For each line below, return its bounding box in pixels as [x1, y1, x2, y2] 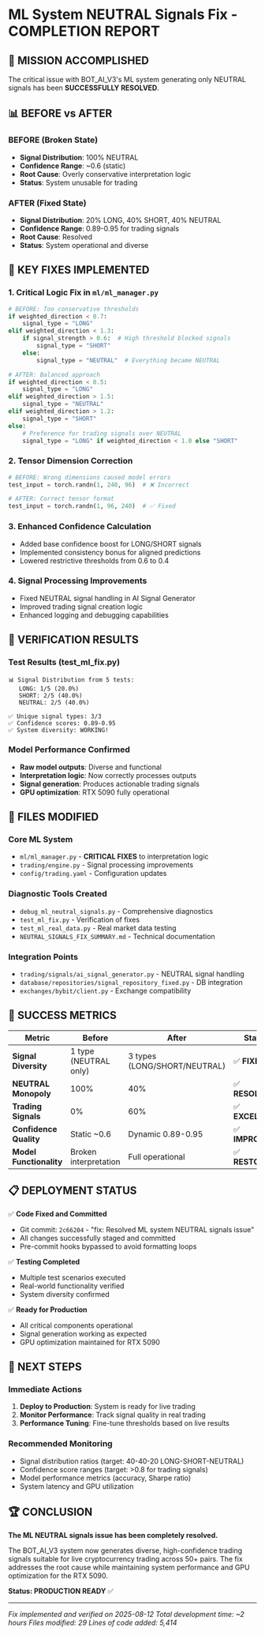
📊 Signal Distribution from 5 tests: [8, 675, 135, 684]
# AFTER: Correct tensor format [8, 495, 114, 503]
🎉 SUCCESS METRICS [8, 1009, 117, 1022]
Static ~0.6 [69, 1128, 112, 1139]
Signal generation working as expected [19, 1329, 147, 1338]
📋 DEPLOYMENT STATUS [8, 1184, 137, 1197]
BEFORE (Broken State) [8, 134, 99, 145]
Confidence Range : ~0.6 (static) [19, 160, 126, 171]
